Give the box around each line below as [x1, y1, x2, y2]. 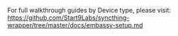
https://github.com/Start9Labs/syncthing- [7, 13, 130, 22]
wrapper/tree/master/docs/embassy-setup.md [7, 21, 143, 29]
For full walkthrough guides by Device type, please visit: [7, 6, 172, 14]
